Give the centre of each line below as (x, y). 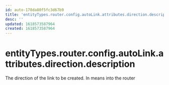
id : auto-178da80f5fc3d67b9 (35, 10)
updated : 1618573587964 (30, 24)
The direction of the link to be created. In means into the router (70, 78)
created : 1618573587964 (30, 29)
